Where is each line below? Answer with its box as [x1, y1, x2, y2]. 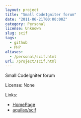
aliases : [5, 49, 23, 54]
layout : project [5, 7, 39, 13]
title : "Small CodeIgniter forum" [5, 12, 77, 17]
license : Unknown [5, 26, 41, 31]
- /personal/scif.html [9, 54, 57, 59]
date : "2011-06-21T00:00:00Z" [5, 17, 68, 22]
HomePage [12, 101, 36, 108]
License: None [5, 82, 35, 88]
